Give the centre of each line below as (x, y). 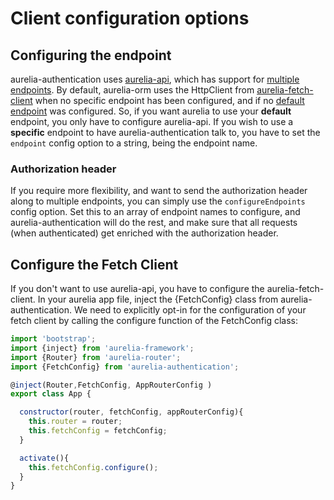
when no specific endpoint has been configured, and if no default (169, 100)
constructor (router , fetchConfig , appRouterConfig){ (131, 412)
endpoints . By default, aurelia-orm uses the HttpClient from (132, 90)
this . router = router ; (75, 422)
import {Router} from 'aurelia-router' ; (96, 357)
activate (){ (44, 458)
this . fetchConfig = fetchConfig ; (98, 431)
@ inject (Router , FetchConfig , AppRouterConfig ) (111, 385)
